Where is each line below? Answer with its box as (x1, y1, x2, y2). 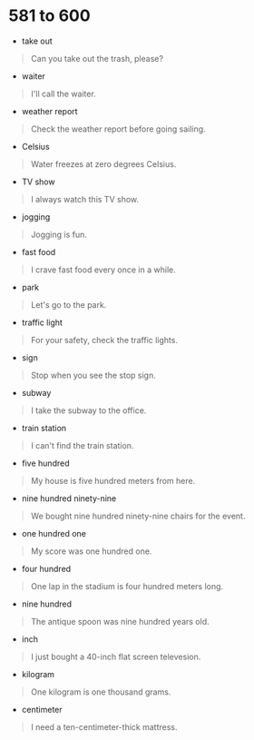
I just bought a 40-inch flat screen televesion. (30, 651, 201, 662)
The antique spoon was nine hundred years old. (30, 616, 210, 627)
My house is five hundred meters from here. (30, 475, 196, 486)
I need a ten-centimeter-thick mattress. (30, 721, 178, 732)
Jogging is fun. (30, 229, 88, 240)
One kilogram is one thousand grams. (30, 686, 171, 697)
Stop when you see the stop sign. (30, 370, 156, 380)
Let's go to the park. (30, 299, 107, 310)
